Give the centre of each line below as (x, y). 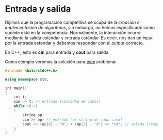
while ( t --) (26, 106)
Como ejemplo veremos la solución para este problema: (61, 62)
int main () (16, 88)
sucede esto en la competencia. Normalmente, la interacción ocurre (73, 32)
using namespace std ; (27, 79)
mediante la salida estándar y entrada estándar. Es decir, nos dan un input (79, 38)
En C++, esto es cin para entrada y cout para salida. (57, 52)
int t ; (20, 97)
